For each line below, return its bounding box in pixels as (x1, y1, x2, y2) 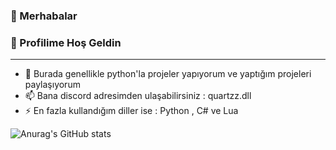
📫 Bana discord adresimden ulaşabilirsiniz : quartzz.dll (24, 90, 252, 102)
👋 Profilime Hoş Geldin (10, 35, 122, 49)
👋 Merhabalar (10, 9, 78, 23)
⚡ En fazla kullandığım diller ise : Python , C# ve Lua (24, 105, 239, 117)
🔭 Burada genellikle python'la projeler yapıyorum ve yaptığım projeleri (24, 68, 312, 80)
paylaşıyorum (24, 79, 81, 91)
